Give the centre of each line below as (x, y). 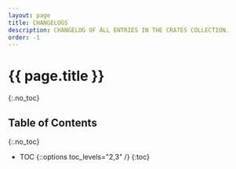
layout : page (29, 15)
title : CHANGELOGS (38, 23)
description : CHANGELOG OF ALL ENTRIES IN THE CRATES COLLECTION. (119, 30)
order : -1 (24, 37)
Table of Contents (53, 123)
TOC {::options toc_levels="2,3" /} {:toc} (85, 157)
